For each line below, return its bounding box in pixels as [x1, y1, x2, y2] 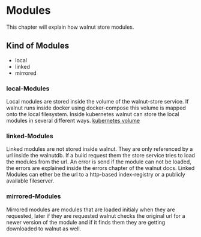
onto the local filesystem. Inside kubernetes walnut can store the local [6, 111, 179, 118]
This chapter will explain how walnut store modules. [6, 23, 134, 31]
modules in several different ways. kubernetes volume [6, 117, 140, 124]
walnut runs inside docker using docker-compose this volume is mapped [6, 104, 186, 111]
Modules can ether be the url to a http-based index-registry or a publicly [6, 171, 185, 178]
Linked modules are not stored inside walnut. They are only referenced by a [6, 145, 193, 153]
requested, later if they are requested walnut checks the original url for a [6, 212, 185, 219]
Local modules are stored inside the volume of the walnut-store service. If [6, 98, 189, 105]
